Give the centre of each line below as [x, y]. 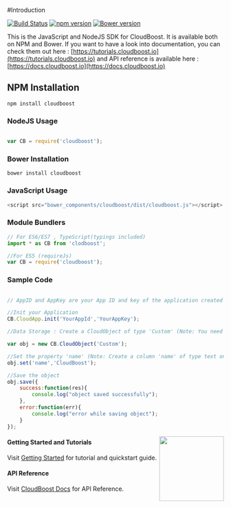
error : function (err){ [50, 408]
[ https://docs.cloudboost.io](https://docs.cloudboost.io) [86, 66]
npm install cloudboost [41, 104]
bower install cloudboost [44, 173]
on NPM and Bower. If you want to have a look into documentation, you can [114, 44]
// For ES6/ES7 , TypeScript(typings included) [77, 237]
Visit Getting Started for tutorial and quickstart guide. [82, 458]
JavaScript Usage [37, 190]
